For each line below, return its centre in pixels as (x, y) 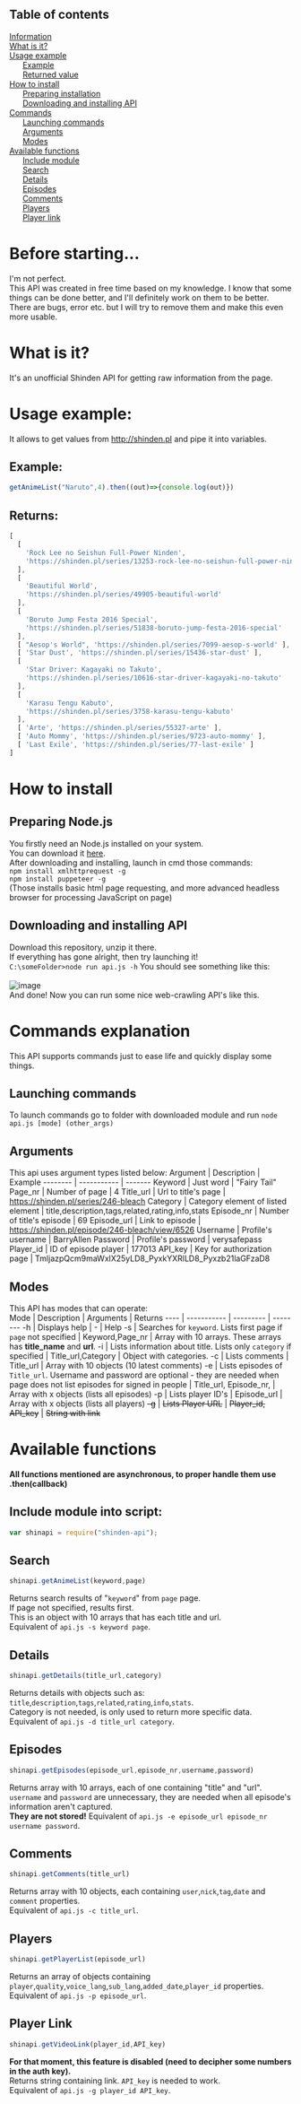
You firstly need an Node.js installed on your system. (107, 843)
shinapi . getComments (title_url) (69, 1874)
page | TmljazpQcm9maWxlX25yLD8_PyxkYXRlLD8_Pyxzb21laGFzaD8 (140, 1258)
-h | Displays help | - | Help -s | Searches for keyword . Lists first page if (152, 1327)
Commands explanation (100, 1031)
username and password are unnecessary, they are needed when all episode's (150, 1796)
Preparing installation (61, 93)
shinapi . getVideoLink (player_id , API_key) (88, 2044)
